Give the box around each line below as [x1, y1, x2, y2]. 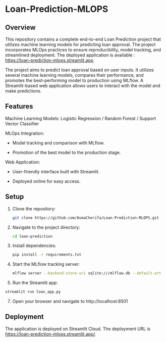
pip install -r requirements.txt [12, 252, 82, 257]
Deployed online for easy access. [12, 178, 81, 184]
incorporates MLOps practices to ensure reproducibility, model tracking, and [5, 47, 161, 52]
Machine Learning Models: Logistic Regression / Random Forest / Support [5, 115, 156, 121]
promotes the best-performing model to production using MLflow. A [5, 78, 144, 83]
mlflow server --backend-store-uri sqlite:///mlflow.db [12, 271, 130, 276]
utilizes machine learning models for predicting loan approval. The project [5, 42, 156, 48]
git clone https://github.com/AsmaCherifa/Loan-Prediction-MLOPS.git [12, 215, 160, 220]
